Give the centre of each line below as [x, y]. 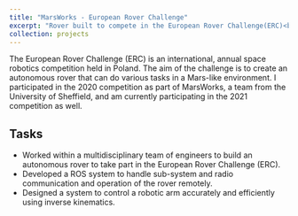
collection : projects [49, 34]
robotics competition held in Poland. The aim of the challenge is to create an [149, 68]
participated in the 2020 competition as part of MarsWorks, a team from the [148, 87]
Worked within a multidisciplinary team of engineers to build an [137, 155]
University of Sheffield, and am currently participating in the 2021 [129, 96]
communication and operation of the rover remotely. [117, 183]
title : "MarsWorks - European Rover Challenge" [99, 17]
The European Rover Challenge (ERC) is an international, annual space [137, 59]
